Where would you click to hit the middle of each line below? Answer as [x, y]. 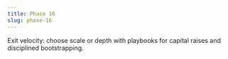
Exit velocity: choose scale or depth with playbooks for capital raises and [114, 40]
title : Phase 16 [31, 14]
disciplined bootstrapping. [45, 48]
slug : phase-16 [30, 20]
